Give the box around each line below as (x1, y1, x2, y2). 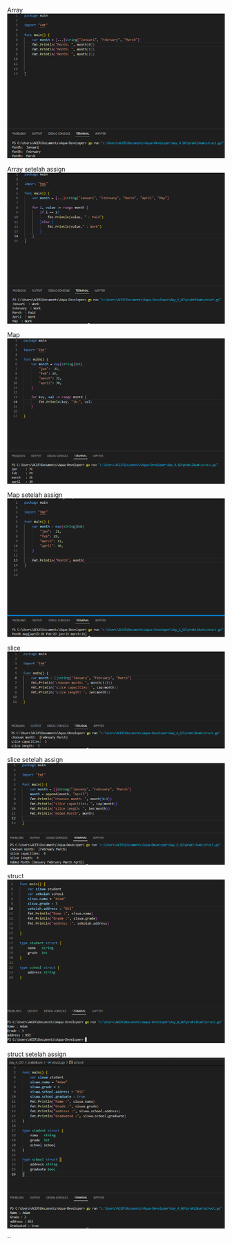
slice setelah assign (7, 756, 64, 764)
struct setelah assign (7, 1050, 67, 1058)
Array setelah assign (7, 165, 66, 174)
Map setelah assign (7, 491, 63, 499)
